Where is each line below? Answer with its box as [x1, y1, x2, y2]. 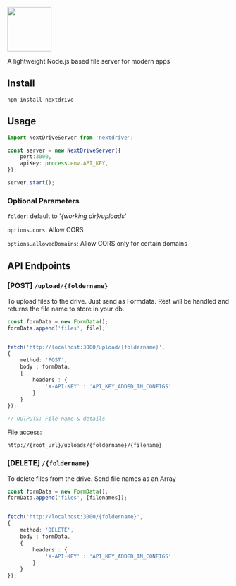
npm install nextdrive [7, 96, 74, 103]
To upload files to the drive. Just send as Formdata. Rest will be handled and [7, 297, 230, 305]
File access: [7, 428, 42, 437]
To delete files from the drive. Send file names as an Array [7, 474, 176, 483]
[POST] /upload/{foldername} [7, 281, 108, 291]
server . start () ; [7, 179, 55, 186]
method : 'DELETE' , [20, 527, 74, 534]
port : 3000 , [20, 153, 52, 160]
